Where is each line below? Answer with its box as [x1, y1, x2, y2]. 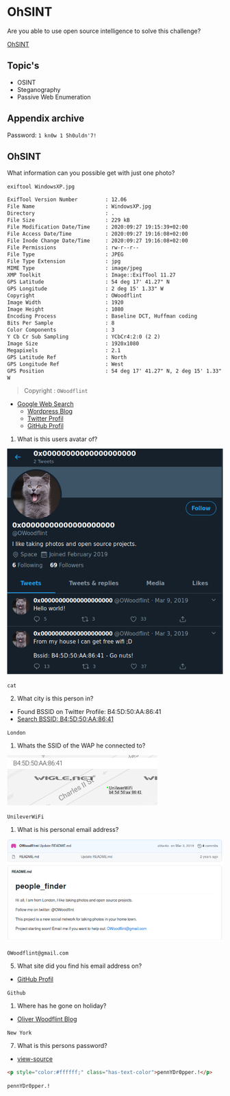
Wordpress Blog [27, 407, 73, 416]
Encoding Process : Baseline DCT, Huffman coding [7, 313, 197, 320]
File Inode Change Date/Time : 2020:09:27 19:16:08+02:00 [7, 237, 188, 244]
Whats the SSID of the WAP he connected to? [16, 741, 146, 750]
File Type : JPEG [7, 251, 125, 258]
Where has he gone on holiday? [16, 1002, 107, 1010]
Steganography [16, 85, 61, 93]
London [7, 730, 26, 737]
